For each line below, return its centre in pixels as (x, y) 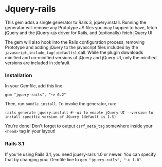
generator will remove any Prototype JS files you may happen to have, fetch (81, 27)
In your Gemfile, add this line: (35, 86)
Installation (19, 75)
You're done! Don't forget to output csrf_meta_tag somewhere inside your (79, 126)
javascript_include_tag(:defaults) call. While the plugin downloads (74, 52)
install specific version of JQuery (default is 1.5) (61, 117)
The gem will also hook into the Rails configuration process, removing (75, 42)
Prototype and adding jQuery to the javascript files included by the (72, 47)
